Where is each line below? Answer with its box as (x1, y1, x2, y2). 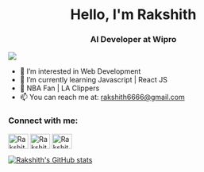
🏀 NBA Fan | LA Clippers (19, 83, 100, 93)
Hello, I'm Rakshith (70, 6, 197, 24)
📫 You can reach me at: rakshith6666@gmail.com (19, 93, 185, 102)
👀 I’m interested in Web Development (19, 67, 141, 76)
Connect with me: (8, 115, 79, 126)
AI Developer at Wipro (90, 34, 177, 45)
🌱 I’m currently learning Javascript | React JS (19, 75, 168, 85)
